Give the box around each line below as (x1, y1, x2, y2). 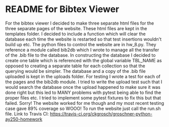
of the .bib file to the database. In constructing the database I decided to (5, 52, 156, 58)
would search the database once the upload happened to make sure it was (5, 84, 160, 90)
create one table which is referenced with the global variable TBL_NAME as (5, 57, 162, 63)
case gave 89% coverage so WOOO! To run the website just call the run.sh (5, 105, 161, 111)
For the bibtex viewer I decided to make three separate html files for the (5, 20, 154, 26)
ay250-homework (5, 116, 43, 122)
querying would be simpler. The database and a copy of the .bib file (5, 68, 146, 74)
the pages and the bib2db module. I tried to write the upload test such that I (5, 79, 162, 85)
